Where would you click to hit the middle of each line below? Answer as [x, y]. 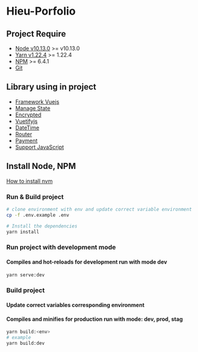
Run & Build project [35, 196]
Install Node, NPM [41, 166]
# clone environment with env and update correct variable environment [99, 209]
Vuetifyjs [26, 121]
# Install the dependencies [42, 226]
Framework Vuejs [37, 101]
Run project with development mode [61, 247]
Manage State [33, 108]
